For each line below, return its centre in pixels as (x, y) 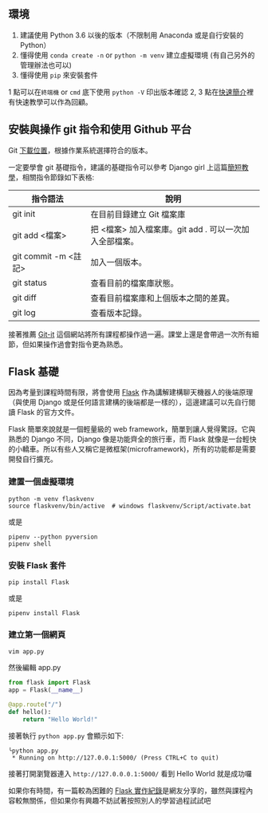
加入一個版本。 (119, 262)
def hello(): (30, 712)
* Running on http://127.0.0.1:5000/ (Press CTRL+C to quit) (115, 758)
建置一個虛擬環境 (41, 482)
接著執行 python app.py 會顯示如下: (66, 736)
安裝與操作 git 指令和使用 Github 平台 (100, 130)
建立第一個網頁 (37, 634)
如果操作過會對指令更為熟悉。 (78, 344)
